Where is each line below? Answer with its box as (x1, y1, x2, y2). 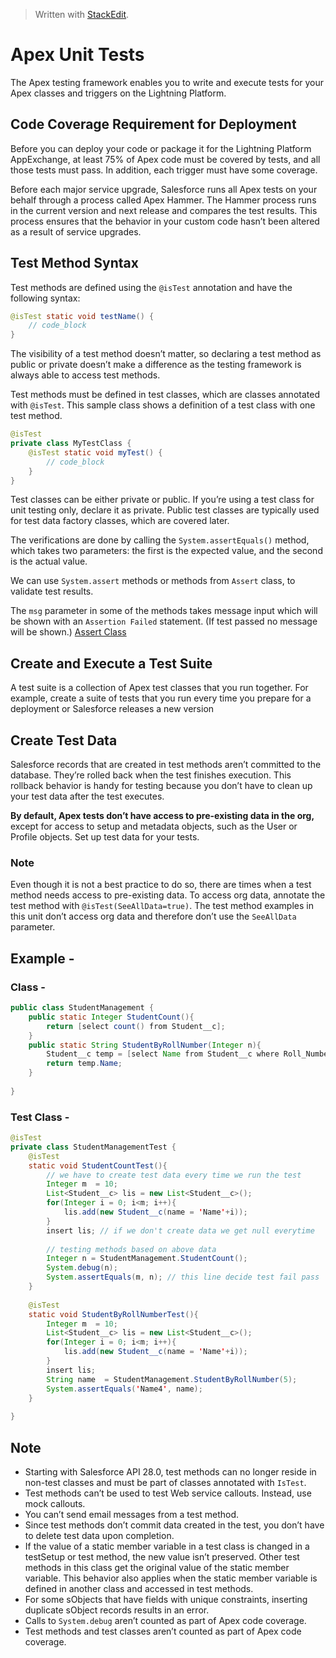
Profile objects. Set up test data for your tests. (10, 831, 200, 843)
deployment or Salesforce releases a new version (10, 703, 215, 715)
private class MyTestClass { (10, 439, 132, 449)
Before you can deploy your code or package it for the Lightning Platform (10, 142, 312, 154)
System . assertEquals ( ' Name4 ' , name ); (46, 1384, 203, 1394)
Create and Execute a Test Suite (10, 655, 213, 672)
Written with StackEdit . (34, 9, 130, 20)
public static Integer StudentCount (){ (28, 1012, 195, 1022)
